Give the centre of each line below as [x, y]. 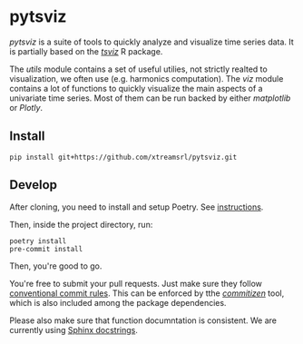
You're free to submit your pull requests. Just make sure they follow [136, 283]
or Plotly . [26, 107]
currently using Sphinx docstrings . [74, 329]
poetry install [38, 241]
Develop [33, 185]
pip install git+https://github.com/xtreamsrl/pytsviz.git [123, 157]
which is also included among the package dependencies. [118, 302]
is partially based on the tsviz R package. [86, 51]
